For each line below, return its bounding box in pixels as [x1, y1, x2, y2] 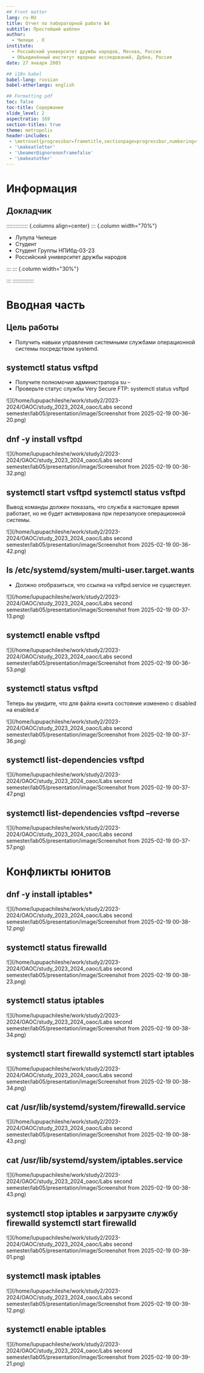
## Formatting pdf [6, 93, 53, 99]
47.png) [6, 790, 25, 798]
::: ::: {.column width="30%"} [6, 265, 79, 272]
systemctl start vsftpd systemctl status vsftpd [6, 487, 186, 497]
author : [6, 32, 26, 38]
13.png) [6, 613, 25, 620]
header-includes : [6, 133, 50, 139]
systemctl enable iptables [6, 1324, 106, 1335]
